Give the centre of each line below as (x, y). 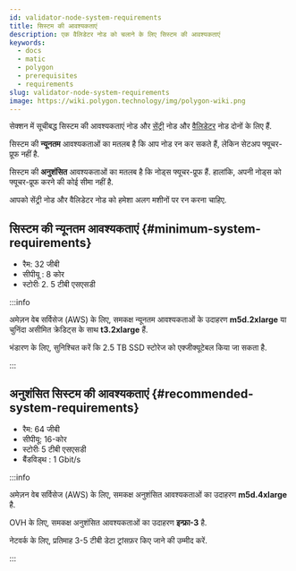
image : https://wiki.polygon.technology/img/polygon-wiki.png (127, 101)
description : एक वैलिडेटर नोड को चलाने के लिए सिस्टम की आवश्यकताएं (115, 34)
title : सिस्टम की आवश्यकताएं (54, 26)
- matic (32, 59)
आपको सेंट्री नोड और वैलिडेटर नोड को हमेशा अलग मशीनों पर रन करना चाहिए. (118, 200)
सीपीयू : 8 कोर (43, 275)
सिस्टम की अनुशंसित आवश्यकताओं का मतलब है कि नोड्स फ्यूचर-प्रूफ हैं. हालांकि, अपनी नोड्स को (145, 172)
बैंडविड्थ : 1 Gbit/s (51, 459)
